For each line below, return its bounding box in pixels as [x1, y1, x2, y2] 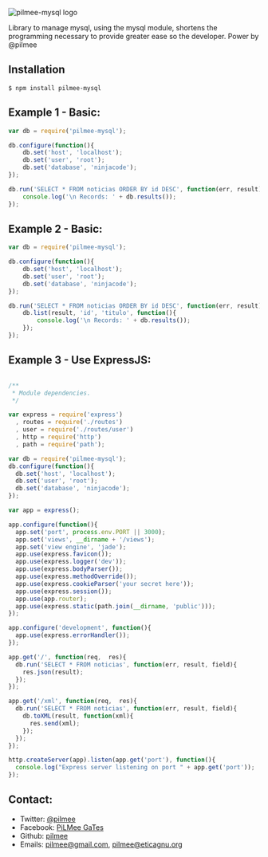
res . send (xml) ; [29, 719, 81, 727]
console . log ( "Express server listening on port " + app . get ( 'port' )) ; [15, 764, 255, 772]
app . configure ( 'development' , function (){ [8, 624, 152, 632]
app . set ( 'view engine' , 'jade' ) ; [15, 543, 127, 551]
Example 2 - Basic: [8, 222, 103, 235]
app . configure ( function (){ [8, 521, 98, 529]
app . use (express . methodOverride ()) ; [15, 572, 137, 580]
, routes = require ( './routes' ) [15, 419, 124, 427]
